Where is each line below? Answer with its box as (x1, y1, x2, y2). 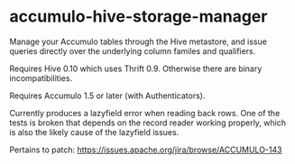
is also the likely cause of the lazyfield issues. (9, 126, 180, 137)
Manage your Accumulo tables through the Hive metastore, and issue (9, 36, 268, 47)
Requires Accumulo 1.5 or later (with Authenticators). (9, 90, 206, 101)
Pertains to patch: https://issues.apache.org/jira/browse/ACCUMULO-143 (9, 144, 282, 155)
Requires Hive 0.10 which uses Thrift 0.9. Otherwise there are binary (9, 63, 263, 74)
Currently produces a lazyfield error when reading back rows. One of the (9, 107, 281, 118)
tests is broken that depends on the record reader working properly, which (9, 117, 287, 128)
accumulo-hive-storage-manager (9, 6, 268, 27)
